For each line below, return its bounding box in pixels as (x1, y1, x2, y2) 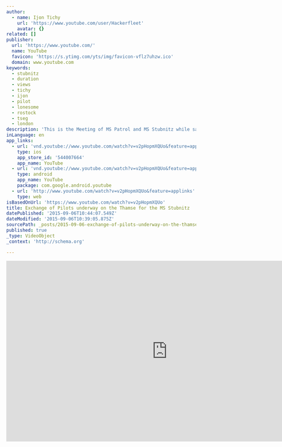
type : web (17, 193, 42, 199)
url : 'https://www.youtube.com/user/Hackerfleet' (17, 20, 145, 26)
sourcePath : (6, 222, 36, 228)
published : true (6, 227, 47, 233)
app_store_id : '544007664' (17, 154, 85, 160)
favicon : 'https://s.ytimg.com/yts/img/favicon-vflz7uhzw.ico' (11, 54, 174, 60)
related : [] (6, 31, 36, 37)
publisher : (6, 37, 34, 43)
